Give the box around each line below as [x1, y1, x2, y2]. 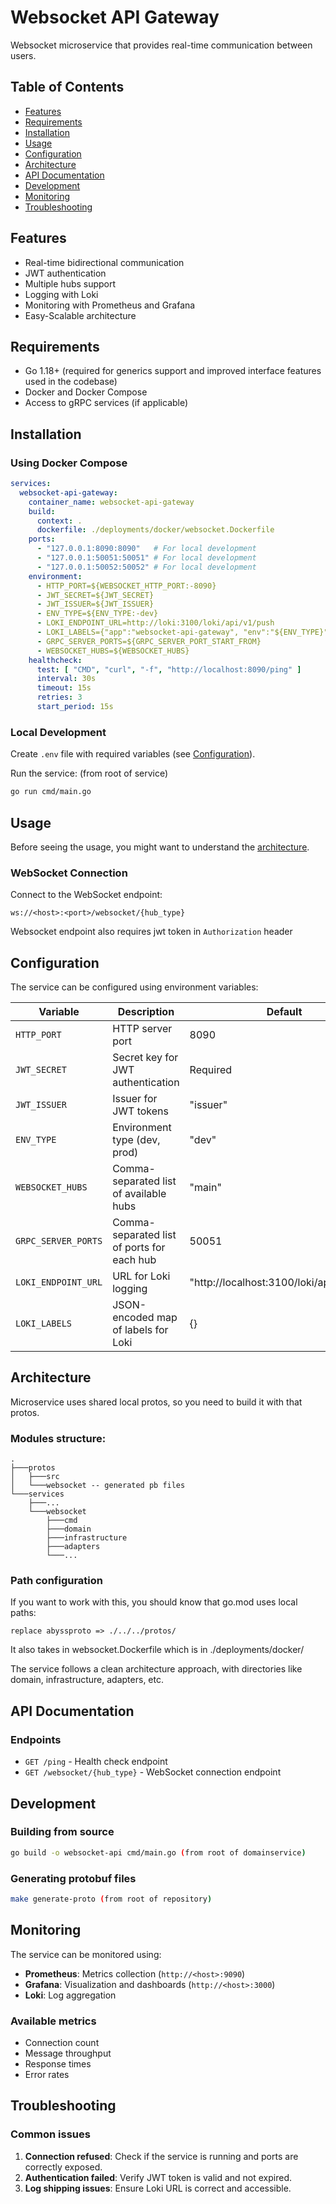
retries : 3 [36, 692, 83, 703]
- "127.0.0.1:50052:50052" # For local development [36, 562, 257, 572]
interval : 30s [36, 674, 97, 684]
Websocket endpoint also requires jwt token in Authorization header [10, 926, 293, 938]
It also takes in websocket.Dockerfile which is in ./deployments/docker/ [10, 1644, 305, 1656]
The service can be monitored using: [10, 1948, 162, 1960]
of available [112, 1187, 167, 1201]
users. [10, 49, 37, 61]
